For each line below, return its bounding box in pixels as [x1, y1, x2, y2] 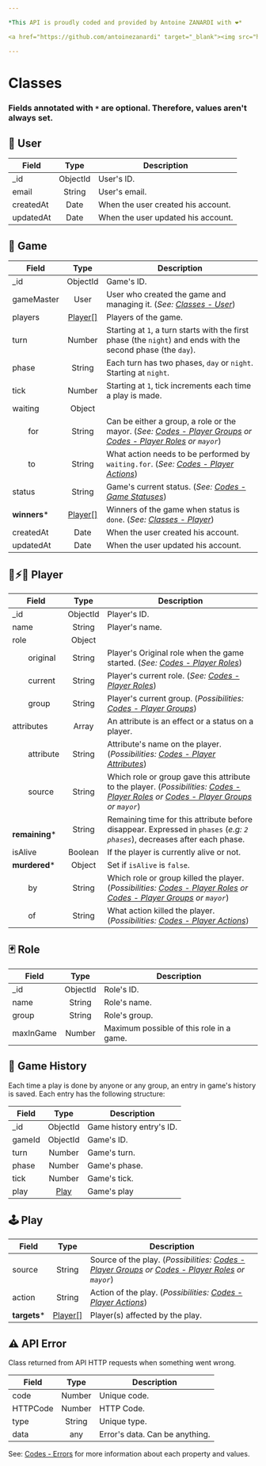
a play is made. [106, 390, 162, 401]
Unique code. [98, 1390, 150, 1401]
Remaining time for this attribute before [106, 814, 253, 825]
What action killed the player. [106, 905, 215, 916]
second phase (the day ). [106, 344, 196, 355]
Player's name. [106, 622, 162, 633]
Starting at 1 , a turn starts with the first [106, 324, 249, 336]
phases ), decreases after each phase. [106, 834, 245, 845]
